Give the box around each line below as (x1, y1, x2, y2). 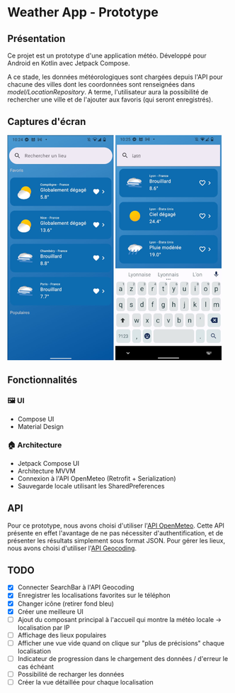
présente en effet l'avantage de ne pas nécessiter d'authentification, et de (7, 528, 224, 537)
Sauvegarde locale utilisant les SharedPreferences (17, 481, 165, 490)
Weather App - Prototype (7, 4, 159, 21)
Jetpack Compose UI (17, 459, 80, 467)
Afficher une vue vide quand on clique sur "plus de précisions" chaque (17, 638, 225, 647)
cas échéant (17, 662, 55, 671)
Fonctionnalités (7, 374, 78, 386)
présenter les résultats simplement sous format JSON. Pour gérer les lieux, (7, 536, 225, 545)
